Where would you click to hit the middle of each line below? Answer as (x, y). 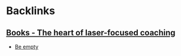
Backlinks (31, 11)
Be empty (26, 47)
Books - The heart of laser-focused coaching (91, 33)
